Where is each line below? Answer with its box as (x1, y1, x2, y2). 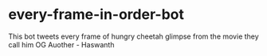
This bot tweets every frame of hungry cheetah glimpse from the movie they (8, 32, 259, 41)
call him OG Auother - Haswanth (8, 39, 115, 49)
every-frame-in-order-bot (8, 6, 185, 24)
